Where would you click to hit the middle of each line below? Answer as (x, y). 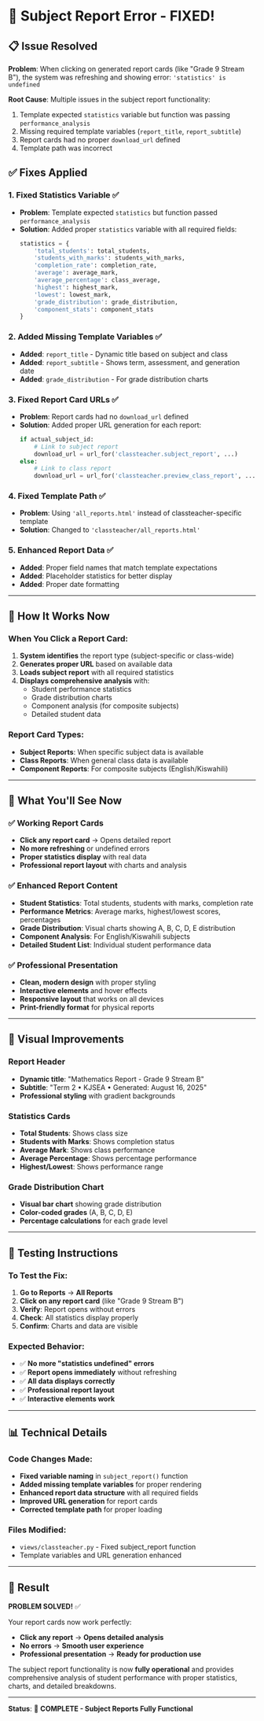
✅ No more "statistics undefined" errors (87, 1364)
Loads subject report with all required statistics (97, 673)
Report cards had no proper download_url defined (100, 140)
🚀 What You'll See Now (65, 801)
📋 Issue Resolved (53, 46)
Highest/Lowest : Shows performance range (91, 1167)
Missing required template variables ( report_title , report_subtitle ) (130, 131)
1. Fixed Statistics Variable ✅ (64, 195)
